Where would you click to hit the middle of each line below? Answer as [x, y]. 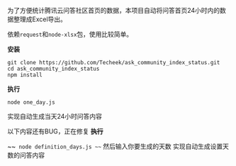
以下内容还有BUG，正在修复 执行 [55, 131]
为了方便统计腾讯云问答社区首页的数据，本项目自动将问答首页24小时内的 [114, 10]
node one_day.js [31, 102]
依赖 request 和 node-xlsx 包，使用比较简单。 [70, 34]
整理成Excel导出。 [40, 19]
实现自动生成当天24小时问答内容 [55, 116]
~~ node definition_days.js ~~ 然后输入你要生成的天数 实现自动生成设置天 [118, 146]
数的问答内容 [26, 155]
